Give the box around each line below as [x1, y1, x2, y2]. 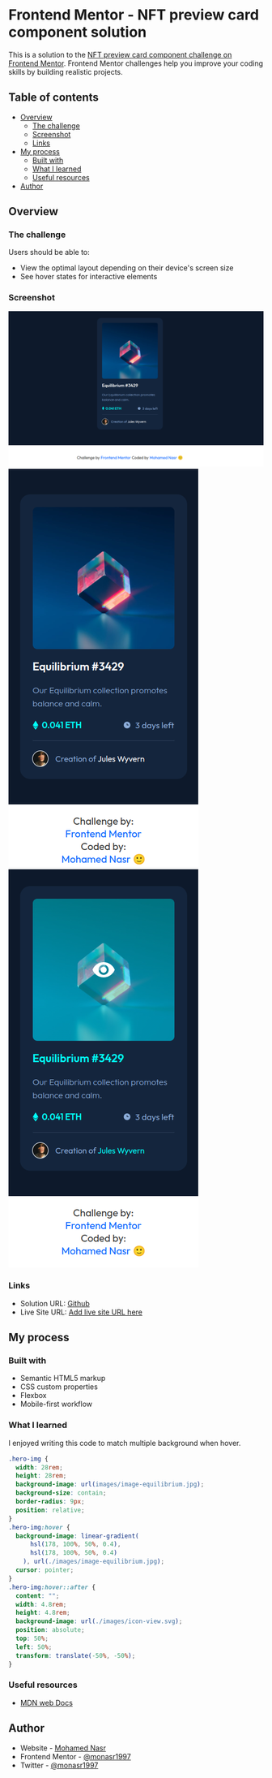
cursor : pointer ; [15, 1566, 74, 1574]
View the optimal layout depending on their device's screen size [19, 263, 234, 273]
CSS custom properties [19, 1382, 99, 1392]
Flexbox [19, 1391, 47, 1400]
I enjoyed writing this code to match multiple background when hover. [8, 1438, 241, 1448]
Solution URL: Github [19, 1298, 91, 1308]
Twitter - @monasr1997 [19, 1760, 99, 1770]
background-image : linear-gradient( [15, 1532, 139, 1540]
